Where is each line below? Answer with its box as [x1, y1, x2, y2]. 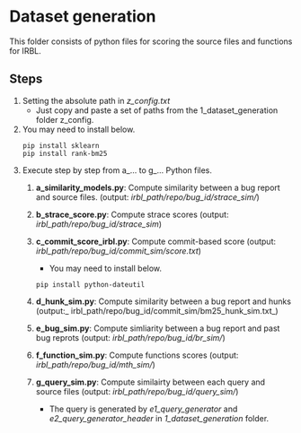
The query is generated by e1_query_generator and [49, 403, 238, 414]
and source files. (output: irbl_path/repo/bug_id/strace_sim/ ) [35, 191, 261, 203]
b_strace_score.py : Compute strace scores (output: [35, 209, 229, 220]
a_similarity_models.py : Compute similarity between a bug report [35, 182, 280, 193]
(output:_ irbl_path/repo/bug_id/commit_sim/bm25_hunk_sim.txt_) [35, 305, 279, 316]
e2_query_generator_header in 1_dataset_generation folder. [49, 412, 270, 423]
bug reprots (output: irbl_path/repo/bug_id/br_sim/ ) [35, 332, 226, 342]
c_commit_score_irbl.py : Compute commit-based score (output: [35, 236, 277, 247]
